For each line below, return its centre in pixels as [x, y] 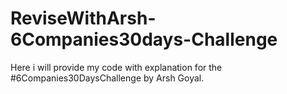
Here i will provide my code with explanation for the [116, 67]
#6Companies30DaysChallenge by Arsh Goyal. [107, 78]
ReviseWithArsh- [83, 18]
